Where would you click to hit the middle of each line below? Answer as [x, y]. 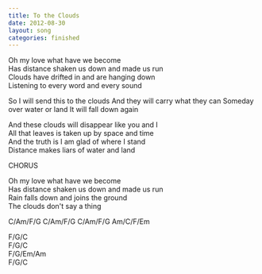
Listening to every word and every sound [75, 86]
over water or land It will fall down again [73, 110]
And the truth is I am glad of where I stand [77, 142]
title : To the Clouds [44, 15]
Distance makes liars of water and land [72, 150]
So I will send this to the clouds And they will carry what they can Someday [131, 101]
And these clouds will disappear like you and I [83, 125]
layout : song [30, 30]
